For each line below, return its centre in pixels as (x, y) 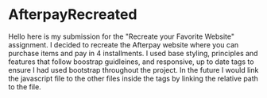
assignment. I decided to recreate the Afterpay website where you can (124, 44)
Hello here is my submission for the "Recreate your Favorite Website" (121, 36)
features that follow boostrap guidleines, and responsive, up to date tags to (131, 62)
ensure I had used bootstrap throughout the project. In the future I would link (133, 70)
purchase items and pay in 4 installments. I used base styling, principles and (133, 53)
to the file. (25, 87)
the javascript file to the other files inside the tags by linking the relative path (133, 78)
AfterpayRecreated (73, 15)
